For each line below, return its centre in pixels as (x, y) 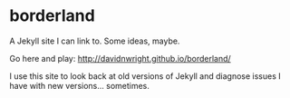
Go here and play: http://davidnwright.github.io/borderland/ (120, 58)
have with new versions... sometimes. (79, 85)
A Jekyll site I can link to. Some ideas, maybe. (95, 41)
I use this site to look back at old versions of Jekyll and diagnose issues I (145, 76)
